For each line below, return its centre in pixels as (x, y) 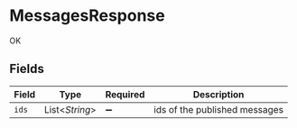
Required (125, 94)
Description (218, 94)
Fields (27, 69)
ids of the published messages (218, 109)
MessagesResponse (87, 16)
